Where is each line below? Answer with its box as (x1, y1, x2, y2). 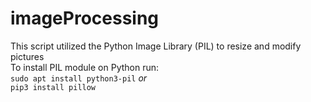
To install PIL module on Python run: (10, 61, 160, 73)
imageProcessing (10, 7, 160, 30)
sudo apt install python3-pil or (10, 72, 148, 84)
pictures (10, 50, 45, 62)
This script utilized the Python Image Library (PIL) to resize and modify (10, 40, 302, 52)
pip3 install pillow (10, 82, 97, 92)
